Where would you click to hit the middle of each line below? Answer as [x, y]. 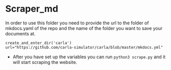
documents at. [20, 33]
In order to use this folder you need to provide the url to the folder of [77, 23]
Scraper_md [32, 9]
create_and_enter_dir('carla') [39, 43]
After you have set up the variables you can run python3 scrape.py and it [89, 57]
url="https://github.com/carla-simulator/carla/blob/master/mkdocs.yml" [84, 47]
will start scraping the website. [45, 62]
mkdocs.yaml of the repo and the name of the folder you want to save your [84, 28]
